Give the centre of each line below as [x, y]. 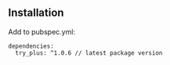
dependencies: [31, 46]
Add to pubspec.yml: [42, 31]
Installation [36, 13]
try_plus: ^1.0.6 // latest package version [89, 53]
